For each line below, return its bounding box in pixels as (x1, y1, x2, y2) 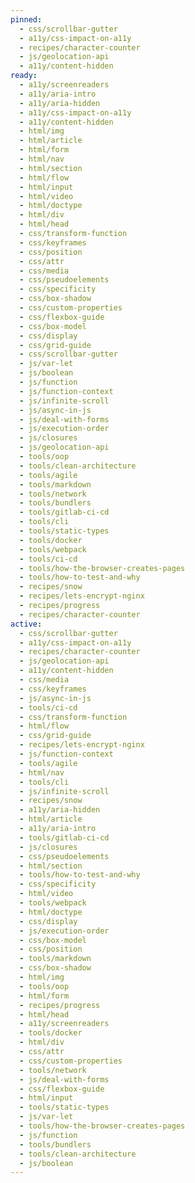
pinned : (10, 14, 43, 25)
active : (10, 619, 43, 629)
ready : (10, 71, 38, 81)
